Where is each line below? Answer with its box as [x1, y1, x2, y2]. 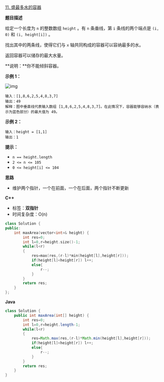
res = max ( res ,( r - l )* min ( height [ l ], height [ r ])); [31, 253, 129, 258]
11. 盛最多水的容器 [5, 4, 42, 10]
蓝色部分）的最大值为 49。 [12, 110, 60, 115]
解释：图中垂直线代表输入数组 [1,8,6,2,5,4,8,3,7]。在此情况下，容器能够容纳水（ [5, 104, 156, 109]
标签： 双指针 [12, 205, 38, 211]
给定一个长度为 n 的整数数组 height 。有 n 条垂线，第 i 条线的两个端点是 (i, [5, 25, 159, 31]
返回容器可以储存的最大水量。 [5, 52, 66, 58]
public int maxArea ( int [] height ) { [14, 313, 90, 318]
